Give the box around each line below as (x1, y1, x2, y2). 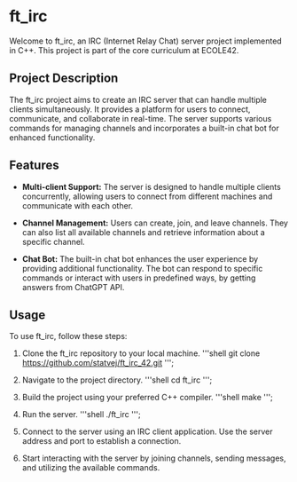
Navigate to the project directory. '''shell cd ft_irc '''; (21, 375, 213, 385)
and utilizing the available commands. (21, 462, 160, 473)
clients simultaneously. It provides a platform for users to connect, (9, 104, 251, 115)
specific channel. (21, 236, 86, 247)
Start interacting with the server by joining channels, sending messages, (21, 453, 286, 463)
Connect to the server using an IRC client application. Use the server (21, 426, 273, 437)
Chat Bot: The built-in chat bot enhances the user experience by (21, 253, 259, 264)
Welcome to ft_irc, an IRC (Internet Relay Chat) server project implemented (9, 36, 282, 46)
